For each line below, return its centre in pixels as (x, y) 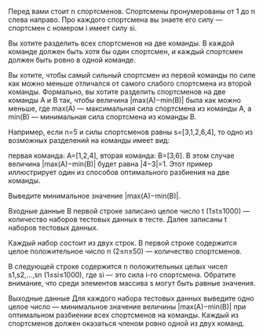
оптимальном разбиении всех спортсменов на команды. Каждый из (124, 315)
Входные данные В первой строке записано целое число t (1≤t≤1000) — (129, 211)
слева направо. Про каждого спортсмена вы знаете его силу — (115, 20)
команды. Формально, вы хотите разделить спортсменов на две (117, 92)
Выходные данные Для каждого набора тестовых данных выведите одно (131, 298)
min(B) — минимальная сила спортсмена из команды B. (102, 117)
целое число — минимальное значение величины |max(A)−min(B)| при (127, 307)
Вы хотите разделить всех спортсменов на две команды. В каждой (121, 43)
